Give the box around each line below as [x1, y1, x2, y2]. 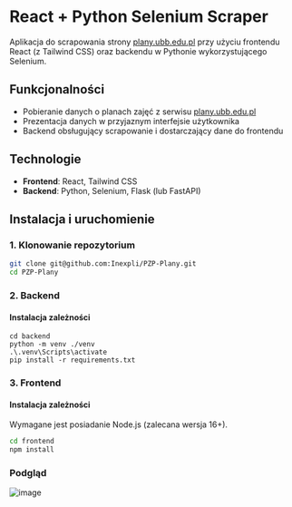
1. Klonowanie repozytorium [9, 239, 136, 251]
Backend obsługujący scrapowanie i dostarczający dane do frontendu [22, 125, 284, 136]
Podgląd [9, 466, 47, 479]
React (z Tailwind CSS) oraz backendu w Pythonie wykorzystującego [9, 45, 268, 56]
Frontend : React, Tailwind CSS [22, 175, 138, 187]
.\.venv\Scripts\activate [9, 347, 107, 357]
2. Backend [9, 288, 61, 301]
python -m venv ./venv [9, 340, 95, 349]
